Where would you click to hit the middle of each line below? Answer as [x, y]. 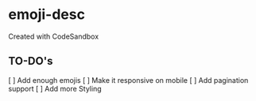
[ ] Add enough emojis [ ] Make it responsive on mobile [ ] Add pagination [128, 80]
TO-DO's [31, 61]
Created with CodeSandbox [54, 36]
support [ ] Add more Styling [55, 88]
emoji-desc [47, 15]
